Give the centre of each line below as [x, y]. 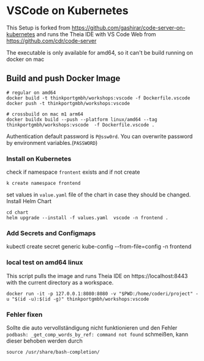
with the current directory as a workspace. [60, 282]
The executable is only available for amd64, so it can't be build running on [100, 52]
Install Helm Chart [29, 201]
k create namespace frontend [43, 184]
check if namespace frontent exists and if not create [73, 172]
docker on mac [25, 59]
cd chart [17, 212]
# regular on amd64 [31, 93]
